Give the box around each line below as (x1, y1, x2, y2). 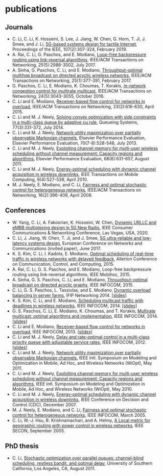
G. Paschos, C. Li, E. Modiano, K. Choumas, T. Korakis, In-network (12, 83, 146, 89)
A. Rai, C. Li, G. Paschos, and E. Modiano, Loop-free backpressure (12, 51, 146, 57)
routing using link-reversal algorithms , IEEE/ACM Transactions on (12, 57, 143, 62)
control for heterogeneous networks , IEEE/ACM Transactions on (12, 187, 141, 193)
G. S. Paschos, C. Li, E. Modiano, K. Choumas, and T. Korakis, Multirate (12, 308, 156, 314)
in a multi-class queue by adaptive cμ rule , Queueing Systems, (12, 119, 139, 125)
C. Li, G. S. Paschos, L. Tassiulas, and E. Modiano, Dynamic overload (12, 287, 151, 293)
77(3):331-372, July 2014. (12, 125, 65, 130)
